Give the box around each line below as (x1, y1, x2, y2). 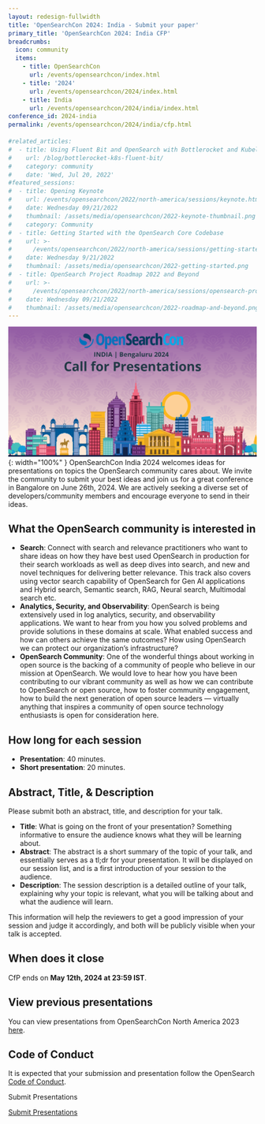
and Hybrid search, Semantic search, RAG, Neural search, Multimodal (19, 585, 246, 594)
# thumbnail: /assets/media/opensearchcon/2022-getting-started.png (8, 262, 248, 270)
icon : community (15, 46, 69, 54)
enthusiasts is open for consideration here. (19, 710, 159, 720)
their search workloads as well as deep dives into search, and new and (19, 560, 250, 569)
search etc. (19, 594, 57, 603)
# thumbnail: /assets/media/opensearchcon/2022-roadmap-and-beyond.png (8, 303, 259, 311)
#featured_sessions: (8, 179, 77, 187)
